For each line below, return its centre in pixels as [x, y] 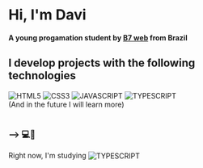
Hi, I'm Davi [47, 15]
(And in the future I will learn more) [66, 105]
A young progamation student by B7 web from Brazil [98, 37]
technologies [42, 76]
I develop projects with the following [102, 63]
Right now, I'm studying [47, 155]
